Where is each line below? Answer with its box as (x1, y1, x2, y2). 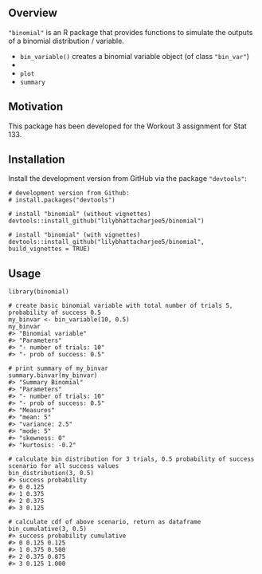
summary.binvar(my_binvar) (8, 372, 98, 379)
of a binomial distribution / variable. (8, 36, 125, 45)
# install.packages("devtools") (8, 196, 115, 204)
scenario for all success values (8, 462, 119, 470)
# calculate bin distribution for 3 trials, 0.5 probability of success (8, 455, 255, 463)
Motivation (8, 100, 64, 114)
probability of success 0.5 (8, 309, 102, 317)
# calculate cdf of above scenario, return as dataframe (8, 518, 201, 526)
